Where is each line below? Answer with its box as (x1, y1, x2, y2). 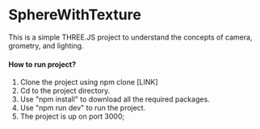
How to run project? (8, 59, 77, 69)
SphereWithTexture (8, 6, 141, 24)
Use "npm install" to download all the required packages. (19, 94, 210, 104)
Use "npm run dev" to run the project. (19, 103, 146, 113)
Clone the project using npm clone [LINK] (19, 77, 159, 87)
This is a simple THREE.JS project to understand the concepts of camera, (8, 32, 253, 42)
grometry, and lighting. (8, 40, 84, 50)
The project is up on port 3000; (19, 111, 125, 122)
